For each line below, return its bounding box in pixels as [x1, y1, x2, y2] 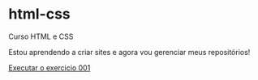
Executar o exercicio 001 [8, 62, 91, 73]
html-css [8, 5, 71, 23]
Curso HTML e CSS [8, 32, 74, 41]
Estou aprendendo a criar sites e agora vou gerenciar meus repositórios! [8, 47, 251, 57]
